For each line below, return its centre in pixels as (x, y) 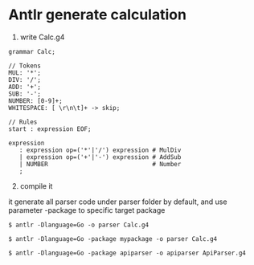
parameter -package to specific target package (87, 210)
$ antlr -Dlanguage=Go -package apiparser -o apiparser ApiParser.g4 (127, 253)
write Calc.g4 (42, 37)
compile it (36, 185)
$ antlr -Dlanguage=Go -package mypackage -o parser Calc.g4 (113, 238)
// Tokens (25, 66)
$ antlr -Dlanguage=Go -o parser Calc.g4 (79, 225)
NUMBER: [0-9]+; (35, 101)
